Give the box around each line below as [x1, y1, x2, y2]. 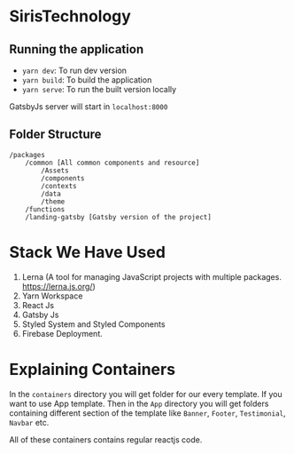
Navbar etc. [9, 417, 50, 427]
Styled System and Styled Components [21, 318, 166, 330]
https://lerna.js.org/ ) [21, 281, 96, 291]
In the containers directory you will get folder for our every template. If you [9, 388, 282, 399]
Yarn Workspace [21, 291, 83, 301]
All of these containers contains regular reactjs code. [9, 434, 203, 445]
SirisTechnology [9, 6, 131, 27]
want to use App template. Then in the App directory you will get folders [9, 398, 269, 409]
